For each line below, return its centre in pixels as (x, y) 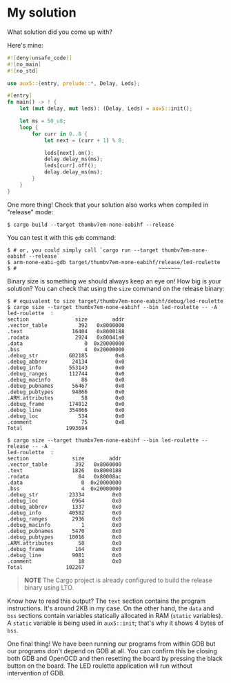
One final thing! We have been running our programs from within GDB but (111, 644)
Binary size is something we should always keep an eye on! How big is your (114, 281)
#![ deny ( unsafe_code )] (40, 58)
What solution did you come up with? (60, 32)
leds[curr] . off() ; (70, 166)
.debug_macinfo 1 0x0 (64, 525)
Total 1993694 (48, 428)
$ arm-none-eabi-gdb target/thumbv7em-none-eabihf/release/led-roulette (114, 262)
